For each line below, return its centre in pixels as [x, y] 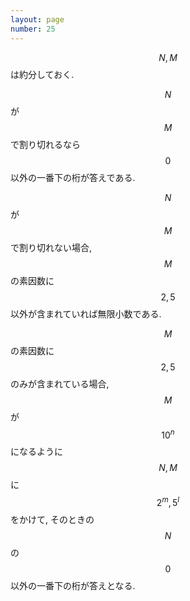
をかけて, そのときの [52, 519]
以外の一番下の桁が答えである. [73, 177]
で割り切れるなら [45, 144]
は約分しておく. [42, 74]
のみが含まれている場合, [60, 383]
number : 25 [33, 29]
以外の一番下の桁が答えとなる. [73, 585]
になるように [36, 452]
